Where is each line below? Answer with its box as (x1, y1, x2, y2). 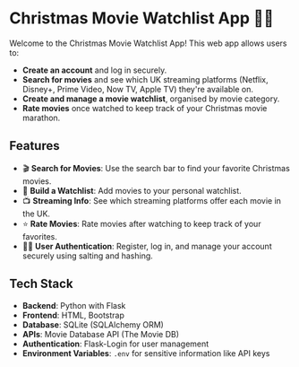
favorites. (21, 231, 58, 241)
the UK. (21, 208, 51, 219)
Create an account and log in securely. (21, 65, 167, 75)
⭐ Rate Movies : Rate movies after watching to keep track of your (21, 218, 261, 229)
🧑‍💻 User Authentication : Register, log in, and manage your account (21, 240, 272, 251)
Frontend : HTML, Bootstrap (21, 310, 125, 320)
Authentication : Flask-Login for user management (21, 338, 209, 349)
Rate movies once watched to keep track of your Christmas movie (21, 102, 268, 113)
